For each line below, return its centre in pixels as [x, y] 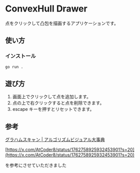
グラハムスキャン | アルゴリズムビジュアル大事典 [55, 140]
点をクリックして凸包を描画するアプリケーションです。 [62, 23]
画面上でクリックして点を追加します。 [51, 97]
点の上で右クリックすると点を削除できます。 [58, 103]
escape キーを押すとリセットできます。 [53, 109]
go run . [14, 67]
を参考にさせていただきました [36, 165]
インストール [20, 56]
